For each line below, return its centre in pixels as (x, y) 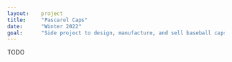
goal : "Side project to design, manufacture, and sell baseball (109, 33)
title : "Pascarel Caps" (48, 20)
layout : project (35, 13)
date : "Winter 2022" (44, 26)
